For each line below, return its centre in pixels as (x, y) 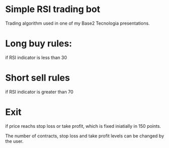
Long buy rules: (39, 44)
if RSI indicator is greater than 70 (39, 92)
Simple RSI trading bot (53, 9)
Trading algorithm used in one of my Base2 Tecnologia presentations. (77, 23)
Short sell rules (38, 78)
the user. (14, 141)
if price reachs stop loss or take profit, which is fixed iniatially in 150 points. (83, 126)
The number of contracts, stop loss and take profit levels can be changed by (85, 136)
